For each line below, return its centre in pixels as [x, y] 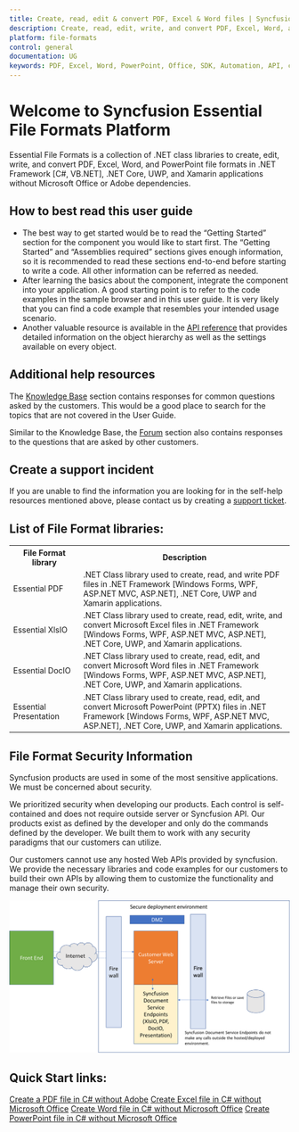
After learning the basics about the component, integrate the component [155, 280]
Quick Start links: [58, 1078]
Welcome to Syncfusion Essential [136, 111]
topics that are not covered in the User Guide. [93, 415]
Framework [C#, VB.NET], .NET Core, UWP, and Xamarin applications [137, 173]
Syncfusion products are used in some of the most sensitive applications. [144, 777]
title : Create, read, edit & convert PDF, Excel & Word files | [131, 19]
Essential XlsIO [40, 630]
